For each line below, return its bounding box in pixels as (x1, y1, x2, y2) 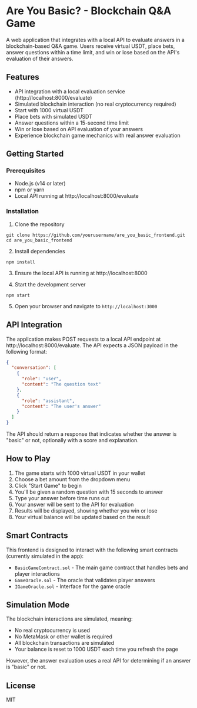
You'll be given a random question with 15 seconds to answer (14, 488, 163, 495)
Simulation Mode (6, 600, 70, 610)
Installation (6, 207, 39, 216)
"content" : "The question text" (21, 381, 101, 387)
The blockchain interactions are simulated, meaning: (6, 615, 133, 622)
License (6, 680, 36, 690)
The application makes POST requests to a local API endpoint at (6, 335, 161, 342)
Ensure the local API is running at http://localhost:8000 (14, 269, 148, 276)
